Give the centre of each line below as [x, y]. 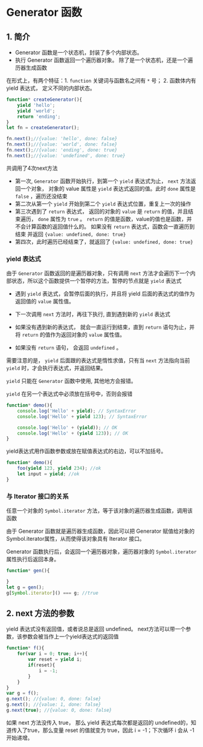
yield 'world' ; [36, 111]
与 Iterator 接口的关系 [37, 496]
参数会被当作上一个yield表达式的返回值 [70, 637]
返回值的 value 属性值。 [44, 302]
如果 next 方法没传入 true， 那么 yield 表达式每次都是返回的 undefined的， [99, 722]
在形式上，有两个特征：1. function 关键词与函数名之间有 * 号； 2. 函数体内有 [101, 80]
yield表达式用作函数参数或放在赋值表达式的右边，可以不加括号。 [86, 451]
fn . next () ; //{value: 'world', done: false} [62, 144]
